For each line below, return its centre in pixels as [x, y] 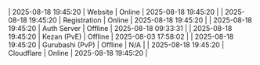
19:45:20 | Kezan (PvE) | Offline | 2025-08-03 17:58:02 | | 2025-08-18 [121, 36]
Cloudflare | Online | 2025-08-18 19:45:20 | [78, 53]
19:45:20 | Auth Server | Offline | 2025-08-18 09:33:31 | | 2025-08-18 [120, 28]
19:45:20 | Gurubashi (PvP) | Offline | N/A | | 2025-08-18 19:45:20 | [116, 45]
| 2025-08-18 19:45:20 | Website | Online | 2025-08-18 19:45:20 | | [116, 12]
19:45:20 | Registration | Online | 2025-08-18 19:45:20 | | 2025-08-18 [140, 20]
